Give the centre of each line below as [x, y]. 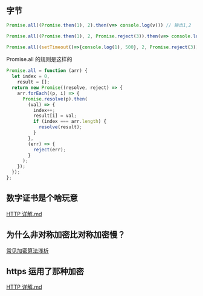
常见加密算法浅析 [27, 251]
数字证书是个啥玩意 [42, 198]
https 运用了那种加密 [45, 271]
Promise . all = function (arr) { [47, 71]
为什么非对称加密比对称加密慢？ [66, 235]
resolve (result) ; [60, 127]
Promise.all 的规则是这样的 [39, 59]
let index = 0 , [31, 77]
